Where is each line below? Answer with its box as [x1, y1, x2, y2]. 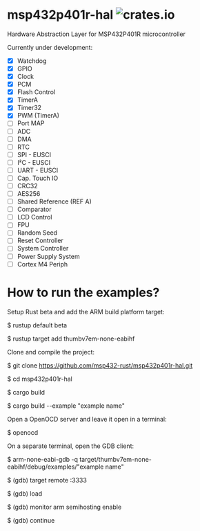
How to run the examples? [7, 285, 160, 300]
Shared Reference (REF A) [17, 197, 92, 206]
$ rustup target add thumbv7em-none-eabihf [7, 334, 135, 343]
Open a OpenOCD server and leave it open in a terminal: [7, 415, 167, 423]
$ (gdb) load [7, 489, 43, 498]
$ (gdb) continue [7, 516, 55, 524]
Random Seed [17, 228, 57, 237]
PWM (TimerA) [17, 111, 60, 120]
